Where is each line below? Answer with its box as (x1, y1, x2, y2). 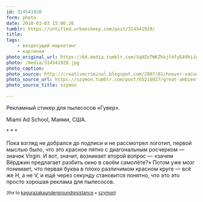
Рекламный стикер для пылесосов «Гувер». (6, 104, 120, 111)
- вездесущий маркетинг (17, 43, 77, 49)
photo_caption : (6, 65, 45, 72)
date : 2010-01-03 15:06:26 (6, 20, 74, 26)
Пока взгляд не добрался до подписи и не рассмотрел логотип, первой (6, 140, 192, 146)
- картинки (17, 49, 45, 55)
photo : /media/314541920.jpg (6, 59, 80, 66)
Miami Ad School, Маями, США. (6, 116, 86, 123)
